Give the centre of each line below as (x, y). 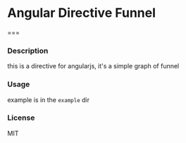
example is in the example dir (49, 99)
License (21, 118)
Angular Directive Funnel (82, 13)
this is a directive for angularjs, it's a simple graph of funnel (93, 66)
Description (28, 51)
